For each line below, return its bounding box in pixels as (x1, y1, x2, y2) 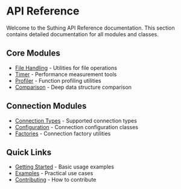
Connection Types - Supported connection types (14, 117, 138, 124)
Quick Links (6, 147, 52, 158)
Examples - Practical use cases (14, 170, 94, 177)
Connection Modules (6, 101, 87, 111)
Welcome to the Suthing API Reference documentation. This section (6, 24, 175, 31)
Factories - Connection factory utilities (14, 130, 111, 137)
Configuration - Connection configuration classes (14, 123, 139, 130)
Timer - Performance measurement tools (14, 71, 117, 78)
